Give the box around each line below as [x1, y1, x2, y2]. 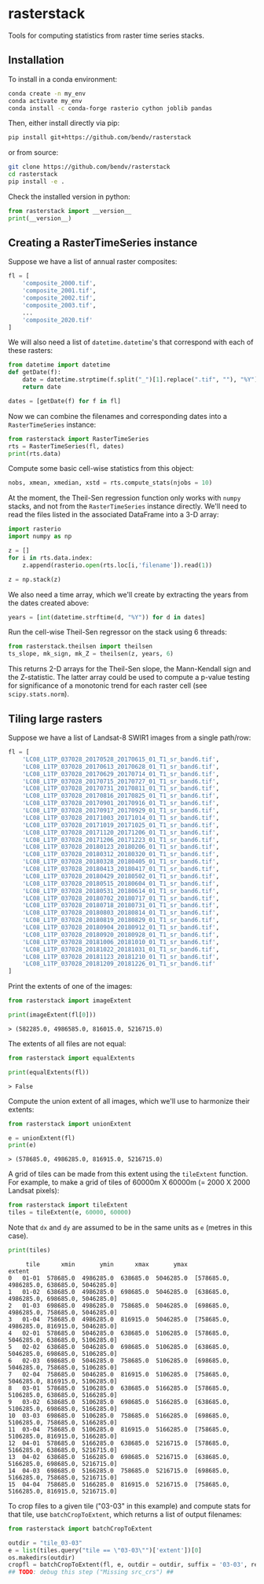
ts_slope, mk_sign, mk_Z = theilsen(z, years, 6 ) [8, 650, 174, 658]
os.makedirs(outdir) [8, 1553, 76, 1561]
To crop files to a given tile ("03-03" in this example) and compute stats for [8, 1501, 251, 1510]
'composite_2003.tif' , [22, 301, 97, 309]
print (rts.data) [8, 450, 61, 458]
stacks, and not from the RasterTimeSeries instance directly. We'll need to [8, 502, 247, 511]
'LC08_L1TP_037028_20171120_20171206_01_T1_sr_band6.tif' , [22, 829, 220, 836]
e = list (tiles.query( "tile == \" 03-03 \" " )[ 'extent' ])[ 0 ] [8, 1546, 202, 1554]
